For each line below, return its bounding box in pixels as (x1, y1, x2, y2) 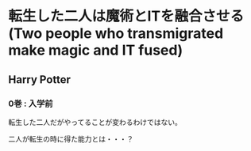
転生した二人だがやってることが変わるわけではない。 (8, 117, 183, 126)
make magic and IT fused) (8, 41, 183, 59)
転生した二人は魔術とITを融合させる (8, 7, 245, 25)
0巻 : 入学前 (8, 98, 53, 109)
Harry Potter (8, 73, 71, 86)
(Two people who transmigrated (8, 25, 224, 43)
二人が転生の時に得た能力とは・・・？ (8, 134, 133, 143)
